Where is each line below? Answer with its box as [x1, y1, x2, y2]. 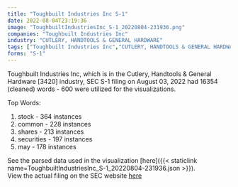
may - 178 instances [17, 142, 76, 151]
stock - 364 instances [17, 112, 82, 121]
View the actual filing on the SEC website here [7, 171, 142, 180]
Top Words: [7, 98, 41, 107]
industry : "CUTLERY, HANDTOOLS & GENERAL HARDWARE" [7, 37, 163, 44]
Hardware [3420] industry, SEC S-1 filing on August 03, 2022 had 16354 [7, 77, 218, 85]
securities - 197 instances [17, 134, 93, 143]
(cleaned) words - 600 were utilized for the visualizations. [7, 85, 176, 93]
